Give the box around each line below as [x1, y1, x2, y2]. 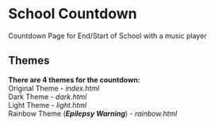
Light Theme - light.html [8, 100, 87, 109]
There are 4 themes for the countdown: [8, 74, 140, 84]
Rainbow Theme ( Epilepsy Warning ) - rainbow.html [8, 109, 178, 118]
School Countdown [8, 5, 137, 23]
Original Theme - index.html [8, 83, 100, 93]
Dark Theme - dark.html [8, 92, 87, 101]
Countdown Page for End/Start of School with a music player [8, 31, 207, 40]
